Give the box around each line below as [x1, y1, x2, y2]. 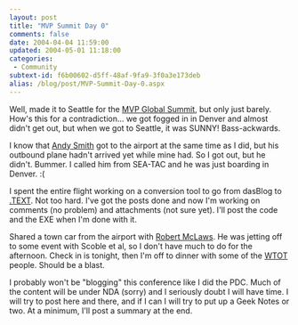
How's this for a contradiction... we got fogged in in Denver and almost [9, 113, 269, 124]
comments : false [9, 29, 69, 38]
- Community [12, 63, 58, 72]
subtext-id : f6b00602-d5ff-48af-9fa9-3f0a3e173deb [9, 71, 201, 80]
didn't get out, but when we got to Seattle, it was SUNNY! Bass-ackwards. [9, 122, 281, 134]
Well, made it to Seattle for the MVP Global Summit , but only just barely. [9, 103, 272, 114]
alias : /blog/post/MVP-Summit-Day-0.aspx [9, 79, 165, 88]
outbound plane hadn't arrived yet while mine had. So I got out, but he [9, 149, 266, 160]
